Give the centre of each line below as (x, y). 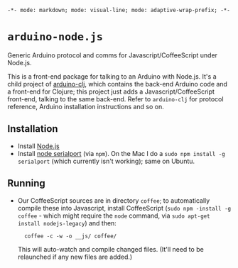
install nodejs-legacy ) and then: (67, 223)
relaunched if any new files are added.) (75, 257)
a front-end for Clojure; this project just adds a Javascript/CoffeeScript (111, 91)
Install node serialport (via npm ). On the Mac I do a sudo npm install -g (121, 153)
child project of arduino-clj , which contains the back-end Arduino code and (117, 84)
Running (27, 183)
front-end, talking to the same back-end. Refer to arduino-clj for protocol (115, 99)
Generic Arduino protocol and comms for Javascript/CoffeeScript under (113, 55)
